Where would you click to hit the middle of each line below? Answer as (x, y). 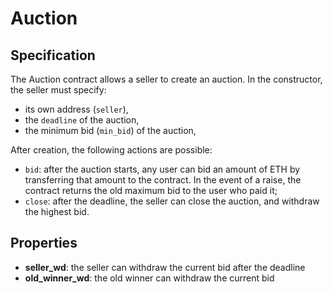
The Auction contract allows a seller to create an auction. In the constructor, (166, 79)
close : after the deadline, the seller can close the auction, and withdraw (172, 201)
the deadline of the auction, (82, 120)
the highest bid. (57, 211)
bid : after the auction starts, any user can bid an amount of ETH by (162, 169)
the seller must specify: (58, 90)
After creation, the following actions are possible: (111, 150)
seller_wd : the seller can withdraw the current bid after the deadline (165, 267)
